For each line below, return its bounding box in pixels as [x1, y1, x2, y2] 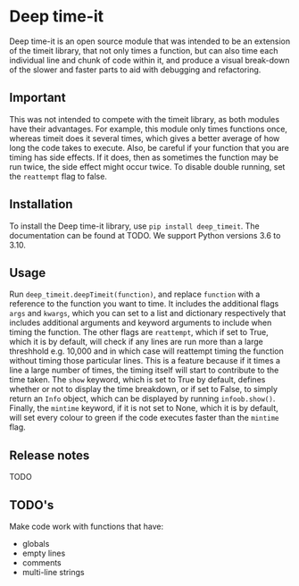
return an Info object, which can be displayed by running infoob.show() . [9, 393, 276, 404]
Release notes [9, 448, 90, 463]
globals [21, 539, 50, 548]
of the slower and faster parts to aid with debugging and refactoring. [9, 64, 262, 75]
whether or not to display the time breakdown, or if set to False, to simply [9, 384, 278, 395]
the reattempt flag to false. [9, 171, 107, 181]
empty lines [21, 548, 66, 558]
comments [21, 557, 62, 568]
